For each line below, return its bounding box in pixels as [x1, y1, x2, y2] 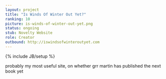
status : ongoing [5, 26, 39, 31]
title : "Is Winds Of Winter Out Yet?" [5, 12, 86, 17]
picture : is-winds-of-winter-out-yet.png [5, 21, 93, 26]
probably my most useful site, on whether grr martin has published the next [5, 63, 161, 69]
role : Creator [5, 35, 35, 40]
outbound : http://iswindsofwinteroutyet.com [5, 40, 100, 45]
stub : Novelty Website [5, 30, 53, 35]
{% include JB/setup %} [5, 53, 55, 59]
